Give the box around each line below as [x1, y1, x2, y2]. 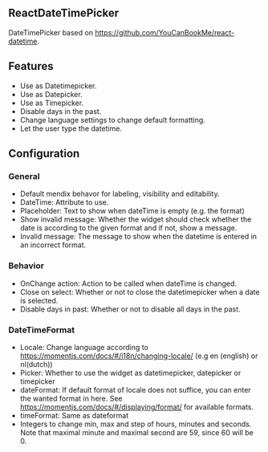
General [8, 170, 40, 181]
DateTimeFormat [8, 324, 75, 336]
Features [8, 59, 54, 73]
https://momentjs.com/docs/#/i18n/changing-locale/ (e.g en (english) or [19, 351, 258, 360]
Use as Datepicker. [19, 89, 83, 99]
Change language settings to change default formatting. [19, 115, 206, 124]
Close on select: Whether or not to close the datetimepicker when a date [19, 287, 260, 296]
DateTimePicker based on [8, 27, 94, 37]
